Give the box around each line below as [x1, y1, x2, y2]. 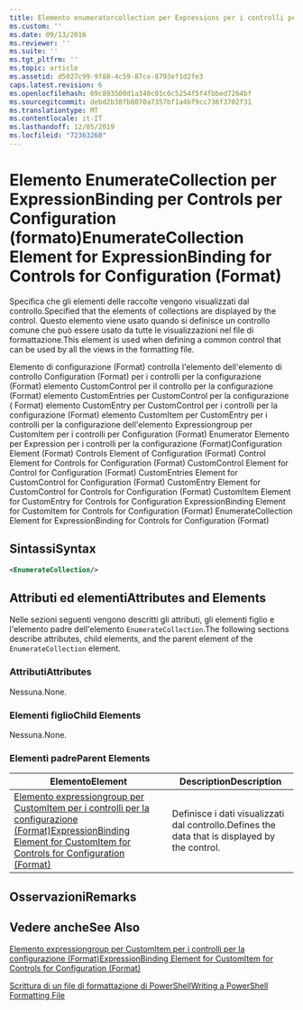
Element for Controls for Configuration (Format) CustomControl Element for [9, 458, 289, 468]
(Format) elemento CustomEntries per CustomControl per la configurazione [9, 390, 289, 401]
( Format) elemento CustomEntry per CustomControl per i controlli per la [9, 400, 278, 411]
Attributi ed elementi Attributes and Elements [9, 590, 266, 606]
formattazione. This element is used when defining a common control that [9, 334, 281, 345]
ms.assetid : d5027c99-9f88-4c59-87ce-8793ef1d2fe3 [9, 72, 204, 81]
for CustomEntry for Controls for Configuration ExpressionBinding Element [9, 496, 286, 506]
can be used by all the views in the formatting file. [9, 344, 195, 354]
